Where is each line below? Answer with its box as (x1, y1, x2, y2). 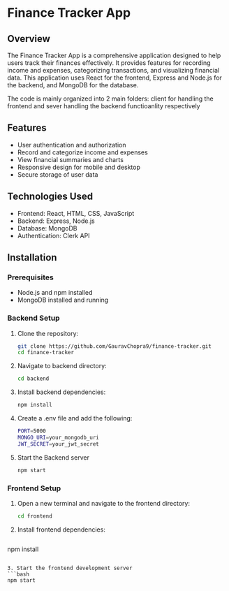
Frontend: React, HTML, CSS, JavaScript (17, 209, 135, 217)
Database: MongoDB (17, 224, 77, 232)
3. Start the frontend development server (7, 564, 133, 571)
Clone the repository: (17, 329, 79, 337)
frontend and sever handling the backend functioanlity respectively (7, 102, 200, 110)
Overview (7, 33, 51, 45)
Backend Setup (7, 313, 61, 323)
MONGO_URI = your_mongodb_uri (17, 434, 99, 441)
